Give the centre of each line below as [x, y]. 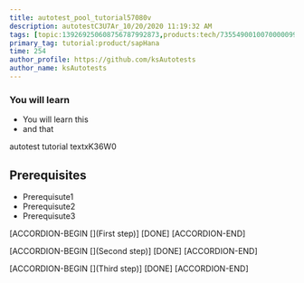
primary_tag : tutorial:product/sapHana [85, 43]
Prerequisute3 [49, 216]
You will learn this [55, 119]
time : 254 [28, 52]
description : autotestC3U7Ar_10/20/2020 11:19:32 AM [111, 26]
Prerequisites [48, 175]
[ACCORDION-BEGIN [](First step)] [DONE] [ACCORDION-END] [128, 233]
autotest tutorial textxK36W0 [63, 146]
